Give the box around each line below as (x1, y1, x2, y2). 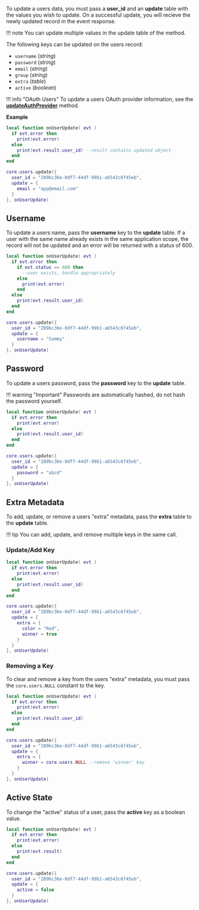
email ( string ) (14, 65, 48, 72)
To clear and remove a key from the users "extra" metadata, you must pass (6, 675, 190, 682)
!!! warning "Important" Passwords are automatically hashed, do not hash (6, 391, 185, 398)
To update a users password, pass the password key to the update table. (6, 379, 186, 386)
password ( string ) (14, 59, 56, 66)
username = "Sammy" (17, 336, 65, 342)
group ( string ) (14, 72, 48, 78)
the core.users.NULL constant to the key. (6, 682, 105, 689)
